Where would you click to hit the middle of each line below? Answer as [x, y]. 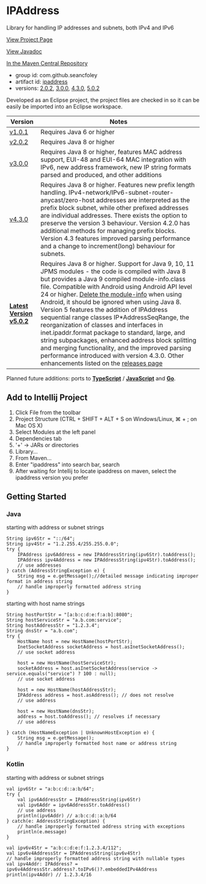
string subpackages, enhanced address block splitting [119, 340]
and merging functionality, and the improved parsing [116, 348]
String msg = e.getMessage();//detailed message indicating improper [108, 576]
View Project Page [30, 39]
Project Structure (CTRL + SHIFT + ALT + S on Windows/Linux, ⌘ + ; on [106, 419]
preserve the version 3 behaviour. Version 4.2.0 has [116, 223]
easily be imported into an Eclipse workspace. [64, 106]
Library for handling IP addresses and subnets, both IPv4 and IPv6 [90, 28]
